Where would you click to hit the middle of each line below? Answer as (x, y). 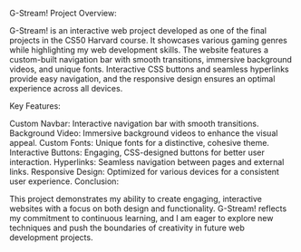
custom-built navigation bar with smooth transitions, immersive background (151, 59)
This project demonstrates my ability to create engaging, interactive (136, 199)
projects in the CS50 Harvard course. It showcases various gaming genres (148, 40)
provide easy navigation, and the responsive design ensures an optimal (142, 79)
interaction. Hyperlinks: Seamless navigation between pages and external (147, 162)
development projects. (51, 237)
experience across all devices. (66, 88)
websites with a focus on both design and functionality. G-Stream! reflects (148, 208)
